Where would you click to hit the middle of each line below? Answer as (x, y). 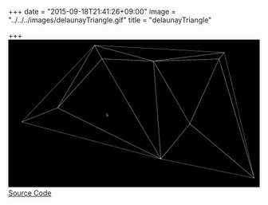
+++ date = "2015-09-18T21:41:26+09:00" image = (92, 12)
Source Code (30, 193)
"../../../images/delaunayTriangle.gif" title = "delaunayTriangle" (110, 20)
